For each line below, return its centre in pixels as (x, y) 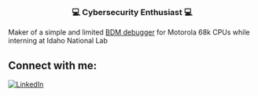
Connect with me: (53, 65)
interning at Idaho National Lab (58, 41)
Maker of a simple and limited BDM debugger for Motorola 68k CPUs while (129, 32)
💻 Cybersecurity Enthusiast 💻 (132, 12)
